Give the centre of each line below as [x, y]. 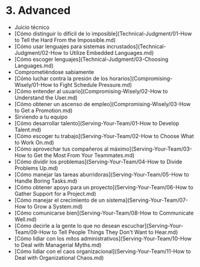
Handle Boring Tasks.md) [46, 181]
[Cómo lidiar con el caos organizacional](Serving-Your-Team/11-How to [102, 251]
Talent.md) [28, 130]
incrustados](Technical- [136, 46]
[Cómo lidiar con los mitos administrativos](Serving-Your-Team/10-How [103, 238]
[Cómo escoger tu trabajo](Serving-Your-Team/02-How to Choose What [104, 136]
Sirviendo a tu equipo [41, 117]
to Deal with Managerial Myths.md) [58, 245]
